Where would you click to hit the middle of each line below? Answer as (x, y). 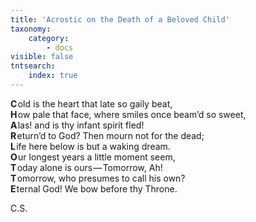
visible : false (42, 57)
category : (49, 38)
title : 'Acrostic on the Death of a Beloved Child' (120, 19)
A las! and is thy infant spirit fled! (77, 125)
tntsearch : (33, 66)
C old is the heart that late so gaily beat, (91, 103)
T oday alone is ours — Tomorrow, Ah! (86, 167)
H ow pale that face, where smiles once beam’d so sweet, (128, 114)
